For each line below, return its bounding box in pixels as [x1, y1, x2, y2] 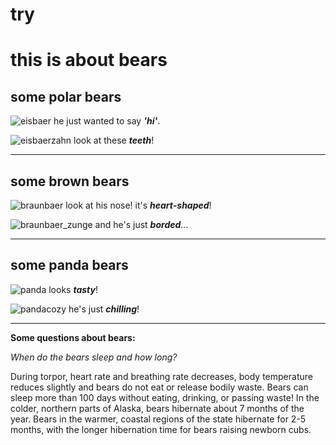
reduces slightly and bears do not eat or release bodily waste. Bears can [10, 381, 309, 393]
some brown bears [10, 173, 130, 190]
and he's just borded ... [94, 219, 189, 230]
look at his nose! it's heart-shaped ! [65, 199, 212, 211]
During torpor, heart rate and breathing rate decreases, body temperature [10, 370, 313, 382]
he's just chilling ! [68, 303, 140, 315]
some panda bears [10, 257, 129, 274]
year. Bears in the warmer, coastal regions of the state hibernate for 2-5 [10, 413, 307, 425]
